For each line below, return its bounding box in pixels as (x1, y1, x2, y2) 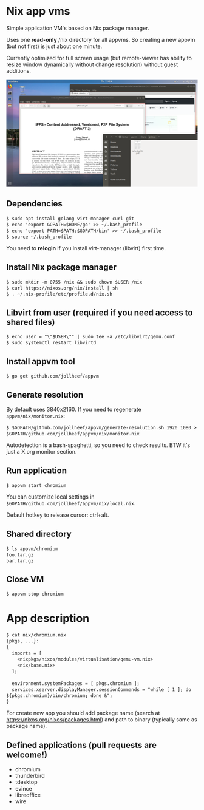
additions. (6, 67, 32, 74)
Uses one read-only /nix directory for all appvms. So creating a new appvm (6, 36, 195, 43)
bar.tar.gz (6, 557, 34, 564)
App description (6, 611, 90, 625)
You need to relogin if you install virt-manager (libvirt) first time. (6, 244, 166, 251)
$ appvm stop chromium (6, 591, 64, 597)
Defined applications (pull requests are (6, 740, 157, 750)
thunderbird (15, 772, 46, 780)
